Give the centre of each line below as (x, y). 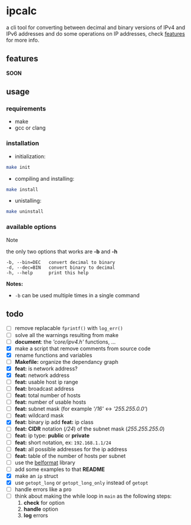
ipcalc (22, 11)
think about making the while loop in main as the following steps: (93, 496)
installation (23, 143)
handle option (41, 509)
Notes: (15, 284)
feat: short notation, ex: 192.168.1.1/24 (63, 442)
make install (22, 189)
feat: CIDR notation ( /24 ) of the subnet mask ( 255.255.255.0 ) (90, 429)
